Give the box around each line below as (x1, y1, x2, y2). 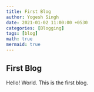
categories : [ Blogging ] (6, 25, 65, 31)
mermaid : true (6, 42, 41, 48)
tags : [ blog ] (6, 31, 38, 37)
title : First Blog (6, 8, 51, 15)
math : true (6, 36, 33, 42)
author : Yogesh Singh (6, 14, 59, 20)
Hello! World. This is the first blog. (6, 79, 89, 86)
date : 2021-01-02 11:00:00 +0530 (6, 19, 88, 25)
